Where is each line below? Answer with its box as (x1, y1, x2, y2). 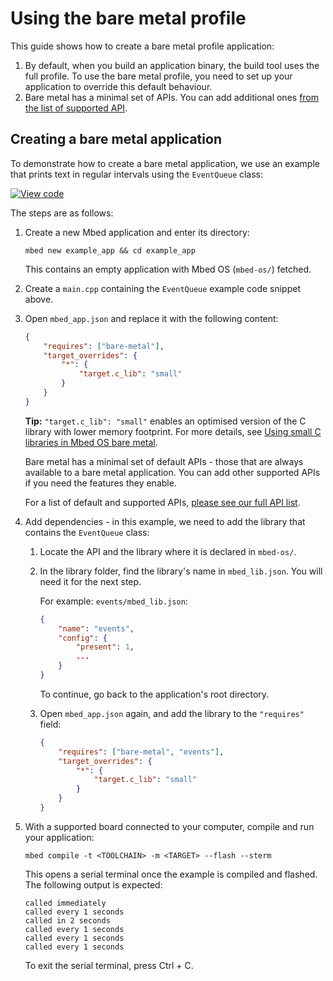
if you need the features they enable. (24, 477, 177, 489)
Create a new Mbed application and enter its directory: (24, 226, 250, 238)
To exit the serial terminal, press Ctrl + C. (24, 959, 194, 971)
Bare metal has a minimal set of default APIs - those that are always (24, 455, 304, 467)
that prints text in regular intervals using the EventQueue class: (10, 168, 264, 180)
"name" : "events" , (58, 623, 135, 634)
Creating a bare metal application (10, 131, 222, 148)
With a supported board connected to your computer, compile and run (24, 820, 315, 832)
